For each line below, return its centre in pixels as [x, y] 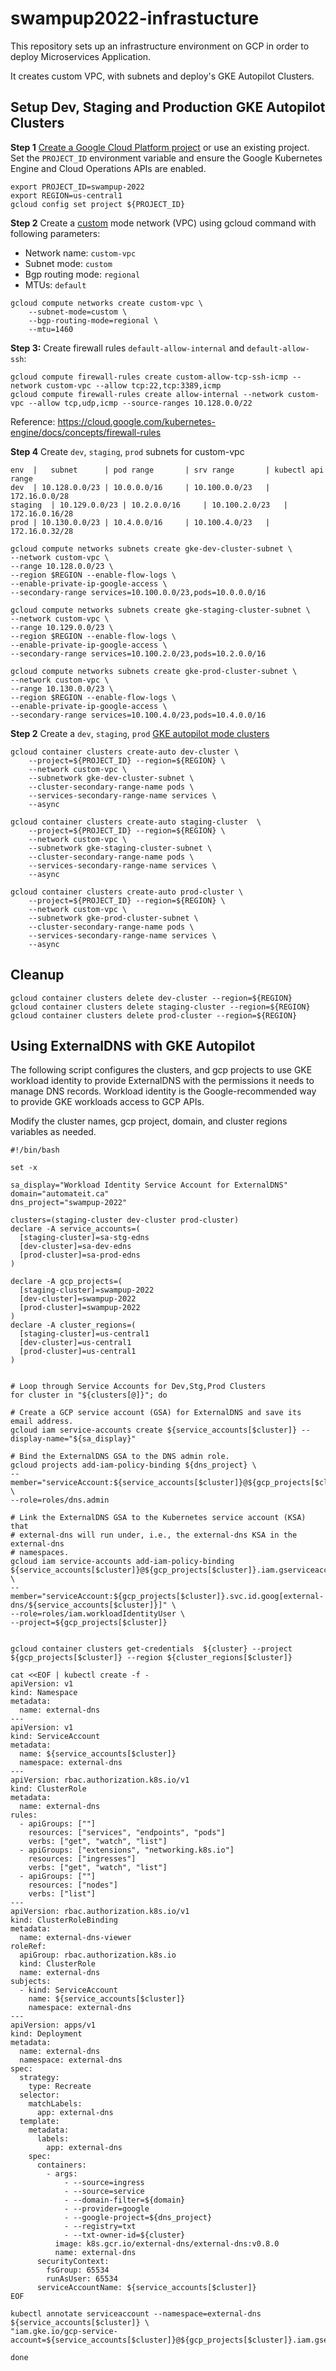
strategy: [39, 2078]
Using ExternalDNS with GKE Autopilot [133, 1045]
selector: [39, 2095]
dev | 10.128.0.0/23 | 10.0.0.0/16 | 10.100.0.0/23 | [140, 487]
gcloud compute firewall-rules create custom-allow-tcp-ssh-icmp [149, 377]
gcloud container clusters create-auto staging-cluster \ [136, 822]
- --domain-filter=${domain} [124, 2200]
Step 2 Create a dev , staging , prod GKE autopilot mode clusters [140, 733]
